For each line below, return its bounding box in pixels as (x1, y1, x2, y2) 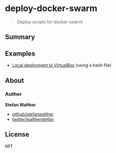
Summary (5, 33, 35, 41)
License (5, 130, 29, 138)
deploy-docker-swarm (5, 3, 98, 14)
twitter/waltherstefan (12, 116, 54, 122)
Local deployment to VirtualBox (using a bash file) (12, 62, 112, 68)
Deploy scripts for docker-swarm (16, 19, 83, 25)
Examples (5, 49, 35, 58)
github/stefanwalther (12, 111, 54, 117)
